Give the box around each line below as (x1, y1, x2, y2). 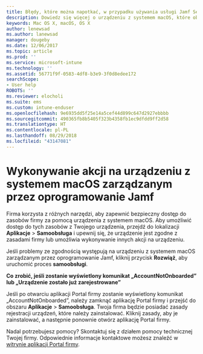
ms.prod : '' (6, 54, 36, 60)
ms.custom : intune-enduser (6, 104, 74, 111)
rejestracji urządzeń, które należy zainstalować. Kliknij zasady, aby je (6, 309, 178, 316)
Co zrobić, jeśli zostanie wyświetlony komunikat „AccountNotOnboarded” (6, 272, 197, 279)
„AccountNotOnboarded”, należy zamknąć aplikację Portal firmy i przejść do (6, 297, 196, 304)
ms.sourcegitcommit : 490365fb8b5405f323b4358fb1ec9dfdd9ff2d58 (6, 116, 169, 122)
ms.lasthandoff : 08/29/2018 (6, 133, 77, 139)
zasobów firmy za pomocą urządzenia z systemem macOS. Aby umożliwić (6, 216, 192, 224)
